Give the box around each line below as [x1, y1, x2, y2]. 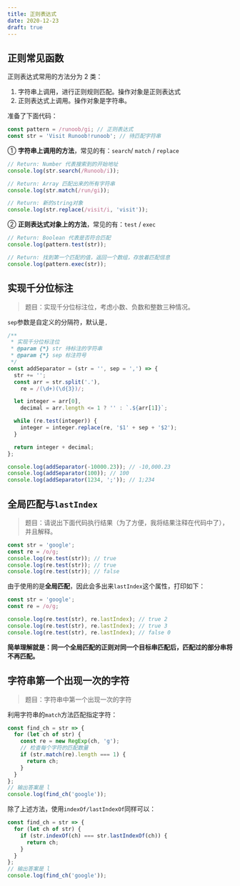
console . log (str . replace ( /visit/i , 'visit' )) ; [7, 206, 149, 214]
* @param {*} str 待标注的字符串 [10, 345, 103, 352]
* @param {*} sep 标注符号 [10, 352, 87, 359]
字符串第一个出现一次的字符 [7, 675, 130, 687]
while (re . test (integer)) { [14, 417, 98, 425]
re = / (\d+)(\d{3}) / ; [20, 385, 84, 392]
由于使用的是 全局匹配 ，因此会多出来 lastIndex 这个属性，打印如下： [7, 582, 206, 590]
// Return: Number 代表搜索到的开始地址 [7, 160, 119, 168]
